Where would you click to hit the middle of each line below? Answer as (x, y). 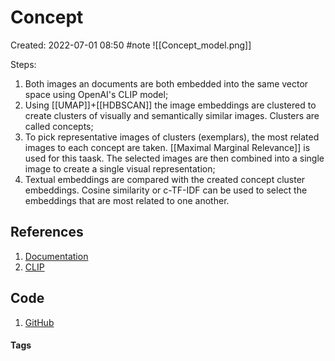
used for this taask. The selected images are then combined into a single (174, 158)
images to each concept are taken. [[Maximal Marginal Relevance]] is (167, 147)
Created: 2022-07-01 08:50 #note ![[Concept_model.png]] (131, 45)
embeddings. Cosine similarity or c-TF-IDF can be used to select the (166, 190)
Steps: (23, 64)
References (47, 232)
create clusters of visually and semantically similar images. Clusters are (172, 115)
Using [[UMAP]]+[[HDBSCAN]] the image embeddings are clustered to (170, 105)
